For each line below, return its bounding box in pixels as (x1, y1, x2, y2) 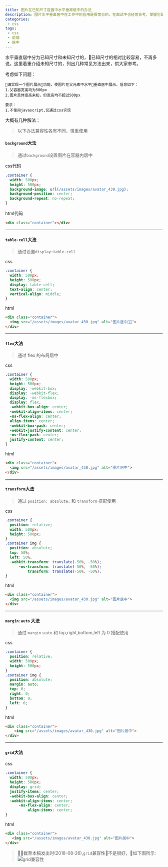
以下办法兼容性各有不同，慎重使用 (17, 128, 88, 134)
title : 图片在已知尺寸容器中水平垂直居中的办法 (5, 7, 92, 13)
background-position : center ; (9, 191, 72, 197)
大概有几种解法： (5, 117, 40, 123)
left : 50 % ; (9, 555, 32, 560)
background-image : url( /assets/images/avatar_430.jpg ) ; (9, 187, 128, 192)
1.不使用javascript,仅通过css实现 (5, 108, 71, 113)
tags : (5, 26, 16, 31)
